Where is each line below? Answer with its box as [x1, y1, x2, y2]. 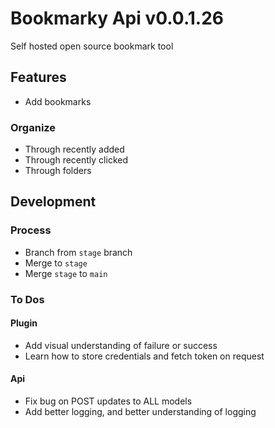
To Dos [10, 292, 45, 306]
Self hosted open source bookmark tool [10, 40, 174, 52]
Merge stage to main [24, 267, 108, 279]
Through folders [24, 165, 92, 177]
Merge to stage [24, 257, 88, 269]
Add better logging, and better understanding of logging [24, 406, 257, 418]
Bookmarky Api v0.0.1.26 [10, 7, 224, 30]
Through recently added [24, 143, 125, 156]
